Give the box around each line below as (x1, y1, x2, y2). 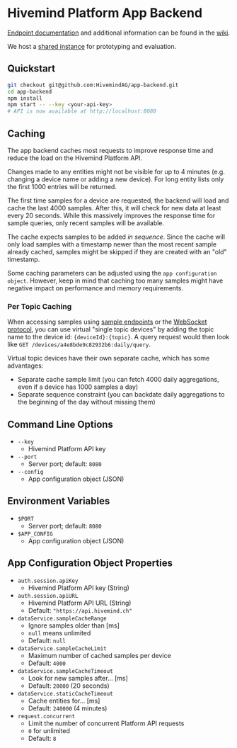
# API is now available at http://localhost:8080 (7, 108, 157, 115)
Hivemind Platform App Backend (7, 5, 203, 21)
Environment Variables (7, 495, 110, 507)
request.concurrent (17, 713, 76, 720)
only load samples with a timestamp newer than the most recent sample (7, 239, 217, 249)
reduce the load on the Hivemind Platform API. (7, 154, 143, 162)
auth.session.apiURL (17, 592, 79, 599)
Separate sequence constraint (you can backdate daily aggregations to (17, 390, 225, 399)
